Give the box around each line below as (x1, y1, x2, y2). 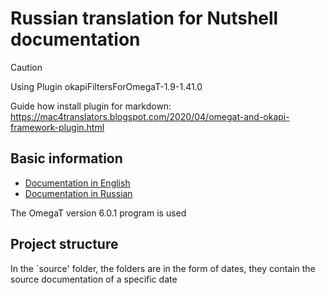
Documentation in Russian (24, 187, 133, 199)
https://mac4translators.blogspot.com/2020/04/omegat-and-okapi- (10, 110, 290, 122)
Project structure (10, 236, 119, 253)
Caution (10, 61, 43, 73)
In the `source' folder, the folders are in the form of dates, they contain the (10, 262, 316, 274)
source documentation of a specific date (10, 273, 178, 285)
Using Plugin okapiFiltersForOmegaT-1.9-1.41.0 (10, 80, 203, 92)
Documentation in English (24, 177, 131, 189)
